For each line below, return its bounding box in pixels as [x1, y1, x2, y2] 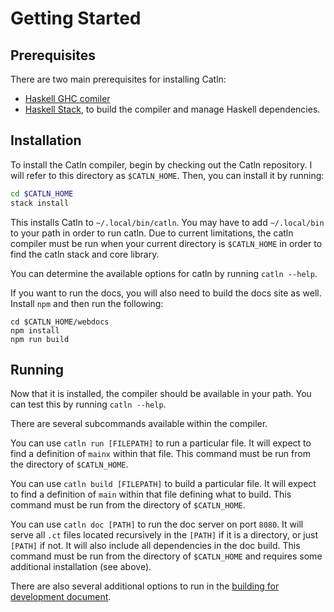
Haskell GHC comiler [24, 93, 111, 104]
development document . [10, 591, 112, 603]
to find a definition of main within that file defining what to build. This [10, 488, 292, 501]
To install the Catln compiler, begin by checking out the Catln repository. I [10, 158, 313, 171]
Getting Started [10, 7, 142, 30]
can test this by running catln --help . [10, 398, 167, 411]
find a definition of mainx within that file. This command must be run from [10, 448, 311, 460]
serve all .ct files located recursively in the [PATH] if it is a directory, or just [10, 529, 318, 541]
